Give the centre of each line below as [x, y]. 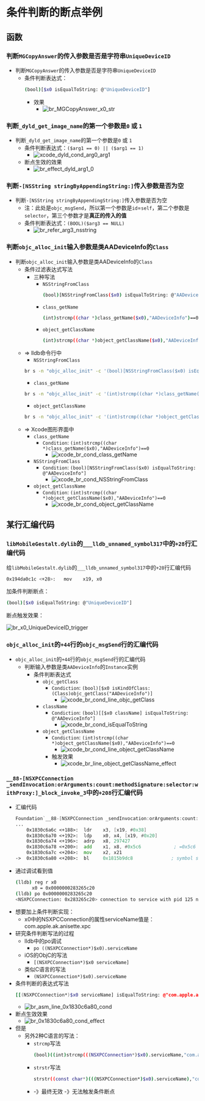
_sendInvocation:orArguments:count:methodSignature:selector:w [102, 785]
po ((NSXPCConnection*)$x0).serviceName [85, 949]
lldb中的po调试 [43, 941]
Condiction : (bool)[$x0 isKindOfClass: [101, 687]
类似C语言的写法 [45, 970]
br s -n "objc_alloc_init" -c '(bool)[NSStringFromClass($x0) [105, 371]
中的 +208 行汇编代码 [115, 792]
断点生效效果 [31, 1014]
